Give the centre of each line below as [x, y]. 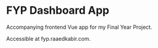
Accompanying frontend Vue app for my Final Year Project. [79, 27]
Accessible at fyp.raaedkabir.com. [49, 38]
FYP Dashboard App [58, 10]
